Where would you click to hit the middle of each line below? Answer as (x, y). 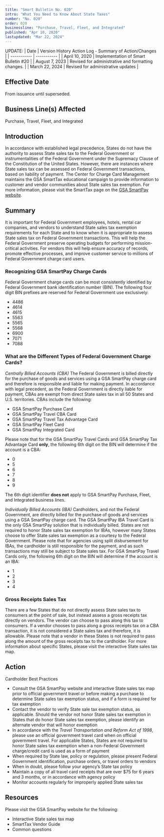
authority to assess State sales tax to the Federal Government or (70, 153)
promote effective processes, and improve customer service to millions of (79, 254)
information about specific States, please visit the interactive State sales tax (81, 647)
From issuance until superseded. (38, 94)
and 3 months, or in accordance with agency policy (64, 777)
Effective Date (27, 82)
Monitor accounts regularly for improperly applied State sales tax (77, 782)
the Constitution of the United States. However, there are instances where (79, 164)
